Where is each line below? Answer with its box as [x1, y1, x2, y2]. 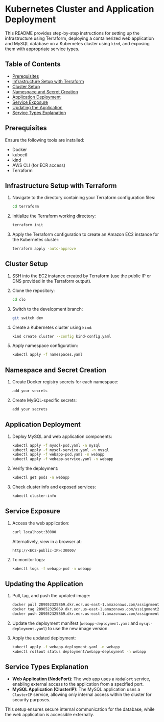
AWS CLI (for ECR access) [12, 162, 66, 168]
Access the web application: [12, 520, 70, 526]
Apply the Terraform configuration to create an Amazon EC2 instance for [12, 231, 159, 237]
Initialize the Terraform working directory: [12, 213, 96, 219]
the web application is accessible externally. [5, 711, 94, 717]
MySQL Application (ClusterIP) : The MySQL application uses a [12, 686, 141, 692]
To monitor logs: [12, 556, 46, 562]
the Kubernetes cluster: [12, 237, 60, 243]
